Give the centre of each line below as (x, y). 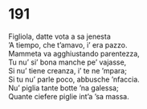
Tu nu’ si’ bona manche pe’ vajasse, (67, 62)
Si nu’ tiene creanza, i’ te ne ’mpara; (67, 70)
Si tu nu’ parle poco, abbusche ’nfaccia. (74, 79)
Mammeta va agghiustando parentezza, (74, 53)
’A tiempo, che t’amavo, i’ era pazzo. (68, 44)
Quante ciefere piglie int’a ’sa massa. (69, 96)
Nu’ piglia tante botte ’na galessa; (63, 88)
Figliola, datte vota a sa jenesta (59, 36)
